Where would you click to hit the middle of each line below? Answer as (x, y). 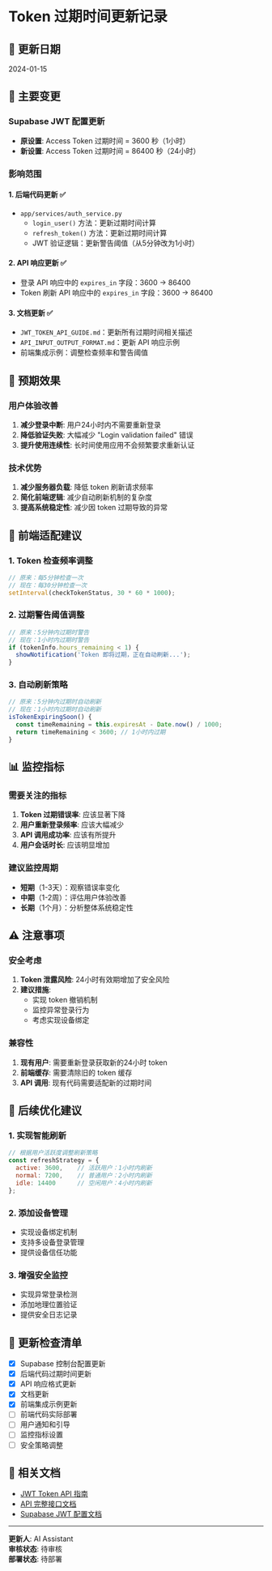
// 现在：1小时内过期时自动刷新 (55, 709)
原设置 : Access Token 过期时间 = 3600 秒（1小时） (105, 140)
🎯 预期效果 (34, 380)
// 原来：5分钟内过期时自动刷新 (55, 702)
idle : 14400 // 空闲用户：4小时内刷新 (84, 1183)
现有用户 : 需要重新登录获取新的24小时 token (93, 1062)
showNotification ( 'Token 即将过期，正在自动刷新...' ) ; (103, 655)
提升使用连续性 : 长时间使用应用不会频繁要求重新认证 (107, 445)
